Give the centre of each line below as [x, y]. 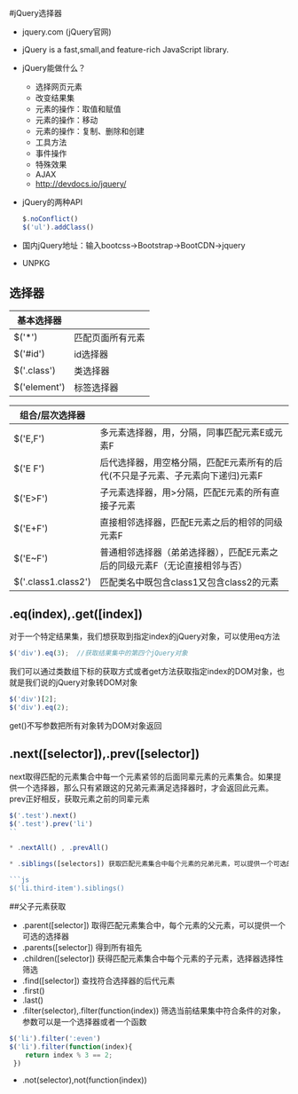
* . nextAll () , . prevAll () [59, 848]
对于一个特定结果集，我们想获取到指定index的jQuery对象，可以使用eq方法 [145, 636]
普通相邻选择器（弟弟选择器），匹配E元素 [185, 552]
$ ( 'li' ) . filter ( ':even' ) [55, 1038]
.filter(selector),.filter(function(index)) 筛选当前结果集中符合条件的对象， [153, 1011]
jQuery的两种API [52, 202]
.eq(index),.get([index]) [76, 614]
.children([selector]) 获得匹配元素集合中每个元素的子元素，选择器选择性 [153, 958]
